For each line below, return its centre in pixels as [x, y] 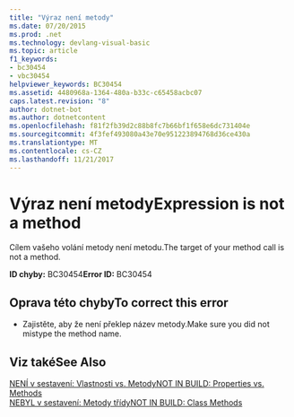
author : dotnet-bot [46, 109]
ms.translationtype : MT [54, 143]
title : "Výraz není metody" [62, 17]
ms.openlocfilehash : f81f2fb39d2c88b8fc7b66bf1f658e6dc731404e [130, 126]
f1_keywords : [34, 59]
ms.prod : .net [36, 34]
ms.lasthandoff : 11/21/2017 [62, 159]
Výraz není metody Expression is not [147, 204]
